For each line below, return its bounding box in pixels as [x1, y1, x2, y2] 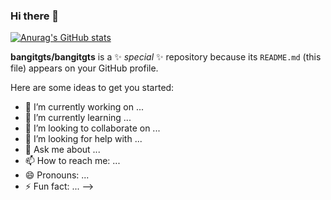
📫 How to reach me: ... [24, 155, 121, 167]
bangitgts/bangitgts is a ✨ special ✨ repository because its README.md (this [10, 51, 322, 63]
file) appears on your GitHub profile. [10, 62, 159, 74]
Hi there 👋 [10, 9, 60, 23]
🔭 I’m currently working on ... [24, 101, 144, 113]
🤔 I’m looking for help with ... [24, 133, 143, 145]
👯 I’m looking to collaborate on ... [24, 122, 161, 134]
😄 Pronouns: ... [24, 169, 90, 181]
